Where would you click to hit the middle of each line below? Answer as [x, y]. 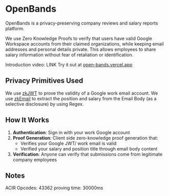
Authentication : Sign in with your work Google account [71, 132]
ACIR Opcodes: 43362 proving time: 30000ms [54, 188]
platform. [15, 28]
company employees [35, 160]
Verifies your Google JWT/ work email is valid [68, 143]
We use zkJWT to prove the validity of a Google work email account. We [82, 93]
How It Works [27, 120]
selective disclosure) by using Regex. [45, 104]
